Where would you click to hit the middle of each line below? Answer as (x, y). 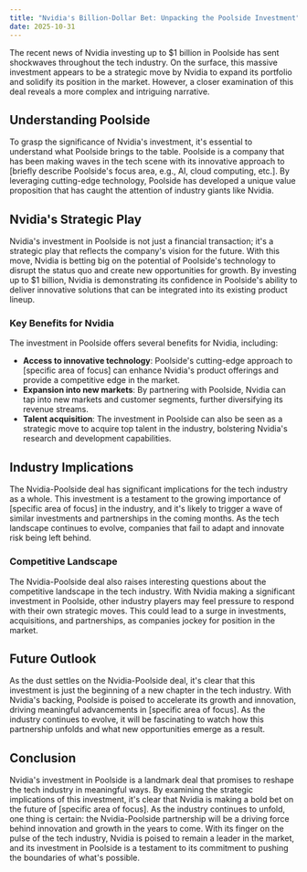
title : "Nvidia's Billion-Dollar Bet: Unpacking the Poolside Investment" (155, 18)
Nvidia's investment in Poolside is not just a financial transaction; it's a (142, 241)
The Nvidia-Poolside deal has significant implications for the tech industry (148, 489)
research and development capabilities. (97, 439)
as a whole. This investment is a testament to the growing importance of (145, 499)
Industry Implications (72, 467)
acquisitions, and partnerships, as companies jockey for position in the (143, 620)
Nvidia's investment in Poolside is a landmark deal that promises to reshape (152, 780)
